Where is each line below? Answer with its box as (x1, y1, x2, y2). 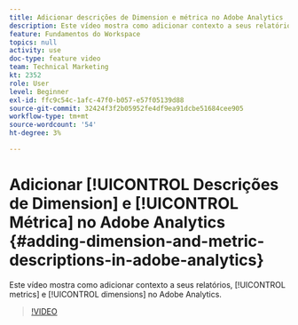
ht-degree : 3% (9, 129, 62, 138)
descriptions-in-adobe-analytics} (9, 250, 264, 271)
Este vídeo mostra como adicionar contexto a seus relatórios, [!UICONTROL (9, 279, 286, 289)
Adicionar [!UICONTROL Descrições (9, 175, 279, 195)
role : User (9, 79, 50, 88)
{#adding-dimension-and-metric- (9, 232, 265, 251)
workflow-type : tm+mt (9, 112, 90, 121)
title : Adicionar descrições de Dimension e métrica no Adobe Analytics (9, 12, 284, 22)
